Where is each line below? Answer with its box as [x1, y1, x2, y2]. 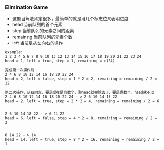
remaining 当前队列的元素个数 [12, 34, 73, 40]
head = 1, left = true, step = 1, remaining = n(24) [5, 58, 115, 64]
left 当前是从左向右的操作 [12, 40, 63, 46]
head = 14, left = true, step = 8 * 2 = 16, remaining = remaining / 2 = [5, 137, 160, 142]
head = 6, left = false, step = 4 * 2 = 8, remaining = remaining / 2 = [5, 116, 157, 121]
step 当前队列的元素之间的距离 [12, 28, 75, 34]
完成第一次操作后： [5, 68, 38, 73]
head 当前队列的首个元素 [12, 21, 63, 28]
